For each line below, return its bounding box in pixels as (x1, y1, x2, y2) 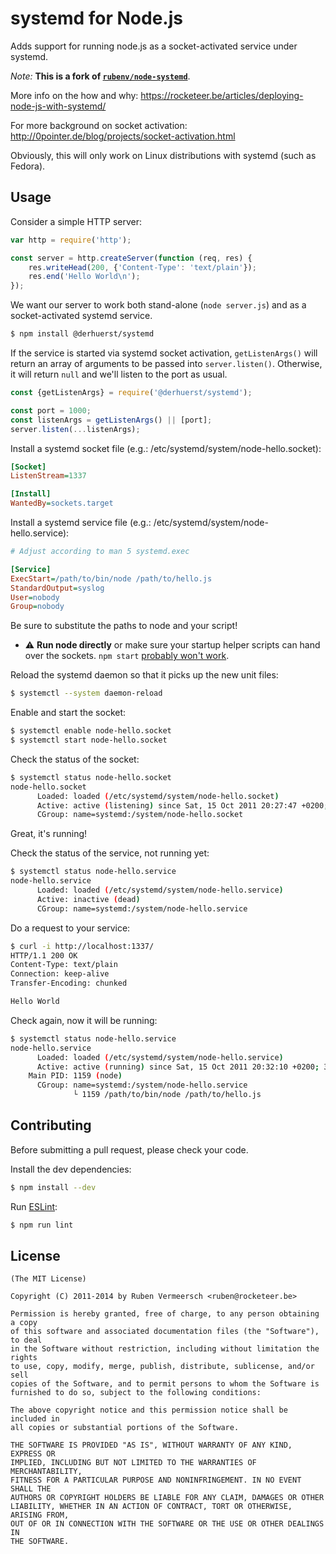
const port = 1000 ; (10, 405, 92, 416)
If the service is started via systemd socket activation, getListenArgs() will (10, 347, 318, 359)
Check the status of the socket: (10, 753, 140, 765)
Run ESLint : (10, 1200, 58, 1212)
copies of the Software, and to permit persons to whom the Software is (10, 1379, 320, 1389)
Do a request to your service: (10, 922, 131, 934)
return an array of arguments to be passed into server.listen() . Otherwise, (10, 358, 323, 369)
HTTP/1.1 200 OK (10, 950, 78, 961)
